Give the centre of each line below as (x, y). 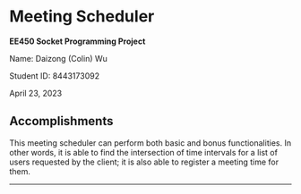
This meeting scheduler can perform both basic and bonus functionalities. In (150, 143)
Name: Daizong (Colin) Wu (58, 58)
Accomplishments (61, 121)
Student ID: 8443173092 (55, 76)
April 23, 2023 (36, 93)
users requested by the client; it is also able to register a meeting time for (144, 162)
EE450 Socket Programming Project (77, 41)
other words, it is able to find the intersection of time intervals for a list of (143, 152)
